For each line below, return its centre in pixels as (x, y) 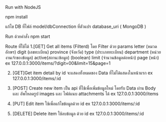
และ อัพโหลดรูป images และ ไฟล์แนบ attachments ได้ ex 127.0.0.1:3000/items (85, 94)
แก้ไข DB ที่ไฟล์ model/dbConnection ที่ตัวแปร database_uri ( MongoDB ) (76, 26)
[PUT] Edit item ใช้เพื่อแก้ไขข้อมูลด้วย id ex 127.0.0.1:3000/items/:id (76, 104)
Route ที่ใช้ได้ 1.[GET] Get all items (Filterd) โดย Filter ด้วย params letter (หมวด (81, 46)
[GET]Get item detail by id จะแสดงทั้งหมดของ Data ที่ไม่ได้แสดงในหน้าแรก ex (82, 73)
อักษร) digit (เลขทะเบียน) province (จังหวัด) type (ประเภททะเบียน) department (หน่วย (83, 52)
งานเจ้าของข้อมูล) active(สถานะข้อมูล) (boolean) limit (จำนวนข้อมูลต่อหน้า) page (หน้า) (82, 58)
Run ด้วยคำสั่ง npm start (28, 36)
